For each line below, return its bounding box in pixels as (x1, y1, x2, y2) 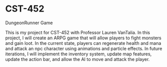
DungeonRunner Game (5, 20, 53, 26)
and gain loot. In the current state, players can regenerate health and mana (5, 40, 161, 46)
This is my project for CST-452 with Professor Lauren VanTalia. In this (5, 29, 150, 35)
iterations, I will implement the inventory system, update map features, (5, 51, 152, 57)
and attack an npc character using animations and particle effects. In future (5, 45, 162, 51)
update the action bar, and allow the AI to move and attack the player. (5, 56, 150, 62)
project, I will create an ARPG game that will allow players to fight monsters (5, 35, 162, 41)
